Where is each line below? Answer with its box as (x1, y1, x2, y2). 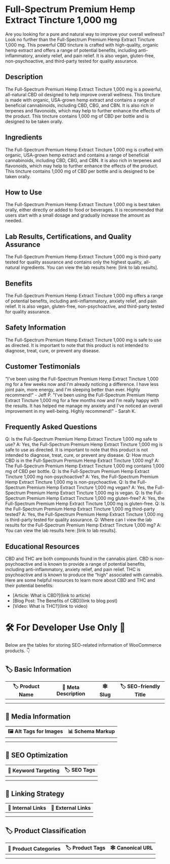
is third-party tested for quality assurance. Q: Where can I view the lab (5, 517, 152, 523)
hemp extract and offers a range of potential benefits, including (5, 47, 138, 53)
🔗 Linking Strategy (5, 790, 65, 798)
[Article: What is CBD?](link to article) (12, 593, 91, 599)
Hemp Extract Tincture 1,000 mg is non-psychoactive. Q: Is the (5, 479, 137, 485)
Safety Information (5, 323, 66, 332)
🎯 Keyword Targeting (8, 767, 60, 774)
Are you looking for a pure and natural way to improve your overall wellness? (5, 31, 165, 37)
